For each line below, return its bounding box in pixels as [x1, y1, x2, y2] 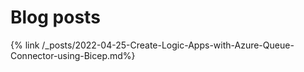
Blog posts [10, 6, 101, 29]
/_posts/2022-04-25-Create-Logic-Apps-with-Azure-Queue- [41, 39, 295, 51]
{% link [10, 39, 40, 51]
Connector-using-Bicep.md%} [10, 49, 136, 61]
